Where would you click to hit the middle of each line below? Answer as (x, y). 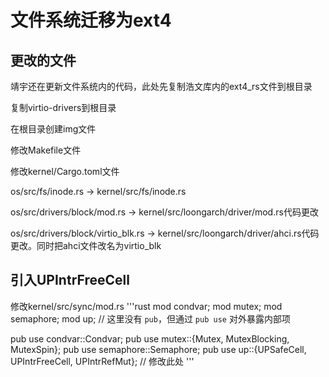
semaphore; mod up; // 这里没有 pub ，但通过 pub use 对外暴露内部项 (150, 318)
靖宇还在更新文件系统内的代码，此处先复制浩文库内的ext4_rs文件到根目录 (161, 86)
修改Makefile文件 (46, 150)
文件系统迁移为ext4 (91, 20)
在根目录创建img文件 (53, 129)
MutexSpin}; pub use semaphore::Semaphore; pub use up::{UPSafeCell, (158, 349)
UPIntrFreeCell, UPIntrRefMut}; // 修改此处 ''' (102, 361)
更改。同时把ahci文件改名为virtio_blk (86, 245)
